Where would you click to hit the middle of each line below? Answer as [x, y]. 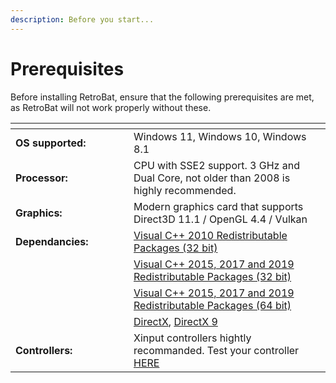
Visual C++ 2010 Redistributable [210, 235]
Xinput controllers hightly [192, 338]
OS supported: [51, 143]
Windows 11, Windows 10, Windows [220, 136]
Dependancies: [52, 241]
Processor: [41, 178]
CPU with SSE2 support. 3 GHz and [216, 165]
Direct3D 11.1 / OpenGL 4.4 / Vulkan [220, 219]
